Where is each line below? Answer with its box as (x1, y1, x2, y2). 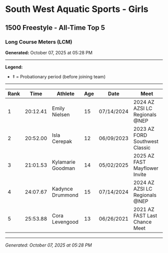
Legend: (5, 64, 23, 70)
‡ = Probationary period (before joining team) (12, 73, 106, 79)
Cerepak (51, 138, 72, 145)
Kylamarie (51, 158, 76, 165)
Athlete (56, 90, 75, 97)
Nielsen (51, 111, 70, 118)
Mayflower (133, 165, 158, 172)
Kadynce (51, 185, 73, 192)
